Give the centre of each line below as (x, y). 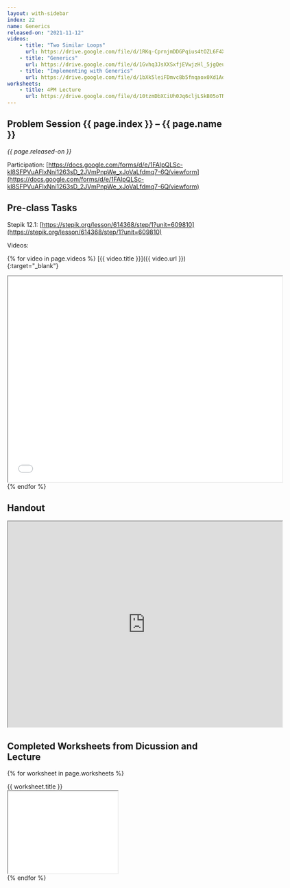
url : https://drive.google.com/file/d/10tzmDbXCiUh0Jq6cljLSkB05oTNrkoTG (133, 97)
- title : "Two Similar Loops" (63, 45)
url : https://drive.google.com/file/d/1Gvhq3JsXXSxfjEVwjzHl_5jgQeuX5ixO (133, 64)
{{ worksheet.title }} (35, 787)
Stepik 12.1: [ (25, 224)
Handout (26, 508)
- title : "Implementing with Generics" (76, 71)
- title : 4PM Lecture (50, 90)
